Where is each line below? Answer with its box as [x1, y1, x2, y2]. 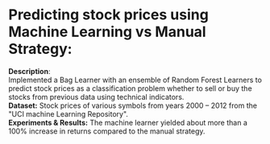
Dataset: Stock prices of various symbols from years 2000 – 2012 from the [8, 101, 258, 110]
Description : [8, 66, 51, 76]
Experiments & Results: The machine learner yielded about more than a [8, 117, 248, 127]
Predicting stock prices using [8, 6, 210, 24]
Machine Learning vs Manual [8, 23, 207, 41]
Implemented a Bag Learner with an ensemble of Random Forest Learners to [8, 75, 262, 84]
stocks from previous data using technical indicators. [8, 92, 185, 101]
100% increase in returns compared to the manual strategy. [8, 126, 206, 136]
